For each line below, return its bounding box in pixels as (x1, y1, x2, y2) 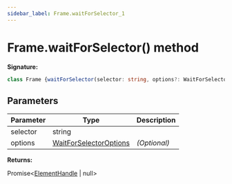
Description (136, 115, 176, 125)
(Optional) (136, 139, 171, 148)
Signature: (7, 63, 38, 71)
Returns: (7, 156, 33, 164)
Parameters (7, 94, 59, 107)
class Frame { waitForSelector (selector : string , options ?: (7, 76, 181, 83)
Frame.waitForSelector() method (7, 39, 199, 55)
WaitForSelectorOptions (52, 139, 130, 148)
